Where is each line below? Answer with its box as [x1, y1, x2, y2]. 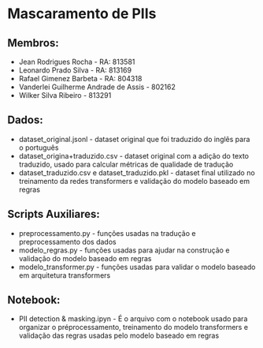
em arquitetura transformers [18, 270, 111, 280]
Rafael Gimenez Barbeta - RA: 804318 [18, 74, 143, 83]
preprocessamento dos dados [18, 237, 117, 246]
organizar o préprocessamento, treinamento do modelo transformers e [18, 323, 249, 332]
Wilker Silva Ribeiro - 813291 [18, 91, 112, 99]
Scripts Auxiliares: [7, 208, 100, 221]
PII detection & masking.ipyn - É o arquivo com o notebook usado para [18, 314, 248, 324]
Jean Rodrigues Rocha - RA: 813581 [18, 57, 135, 66]
